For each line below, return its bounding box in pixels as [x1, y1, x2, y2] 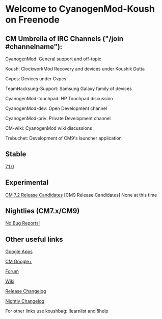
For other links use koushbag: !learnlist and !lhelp [5, 308, 109, 314]
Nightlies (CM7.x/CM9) [5, 207, 80, 215]
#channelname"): [5, 42, 63, 51]
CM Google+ [5, 259, 32, 265]
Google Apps [5, 248, 33, 255]
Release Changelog [5, 288, 46, 294]
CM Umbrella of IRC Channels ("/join [5, 34, 124, 43]
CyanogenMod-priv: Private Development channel [5, 116, 111, 121]
